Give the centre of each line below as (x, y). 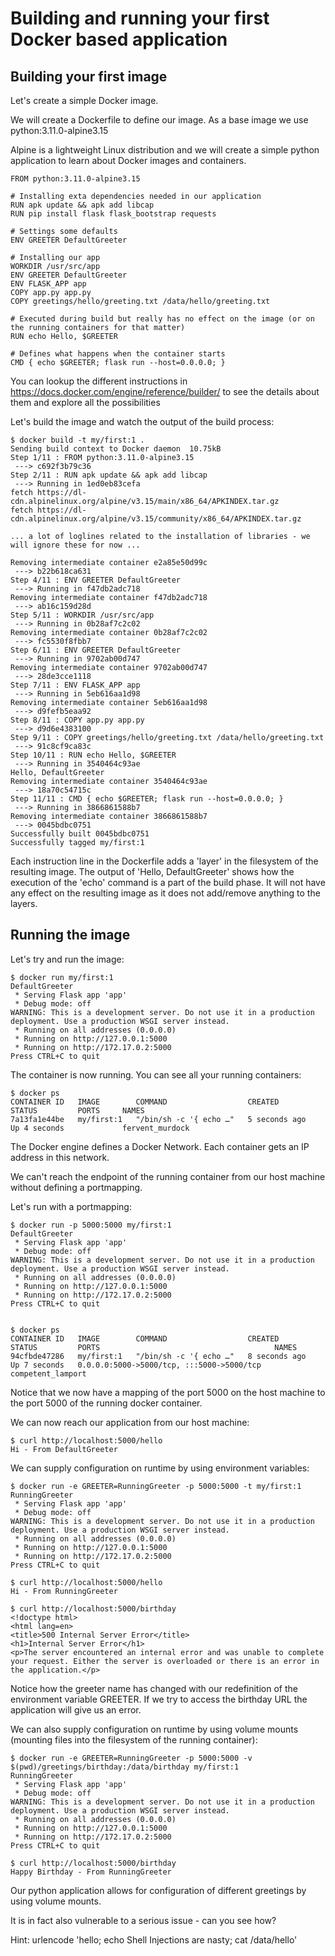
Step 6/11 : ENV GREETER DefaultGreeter (96, 650)
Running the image (70, 935)
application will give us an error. (76, 1709)
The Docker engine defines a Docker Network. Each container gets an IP (160, 1146)
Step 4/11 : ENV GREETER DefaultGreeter (96, 580)
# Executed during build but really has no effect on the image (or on (162, 319)
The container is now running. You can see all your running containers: (156, 1074)
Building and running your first (140, 18)
